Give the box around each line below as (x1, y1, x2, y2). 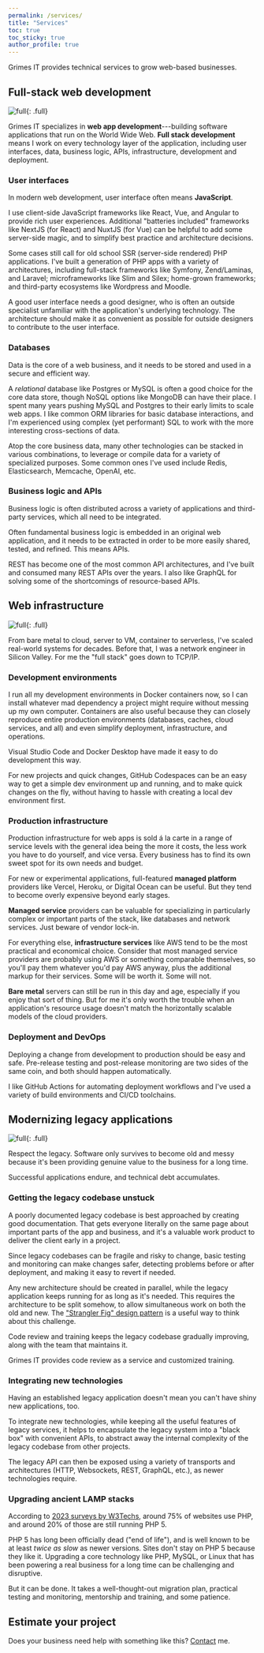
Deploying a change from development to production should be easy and (8, 1049, 246, 1059)
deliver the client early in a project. (8, 1236, 121, 1245)
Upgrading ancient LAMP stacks (8, 1493, 135, 1504)
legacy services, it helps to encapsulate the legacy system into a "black (8, 1425, 240, 1434)
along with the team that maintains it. (8, 1340, 128, 1349)
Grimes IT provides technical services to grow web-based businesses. (8, 62, 237, 72)
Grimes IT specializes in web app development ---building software (8, 122, 228, 131)
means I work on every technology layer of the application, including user (8, 138, 247, 148)
